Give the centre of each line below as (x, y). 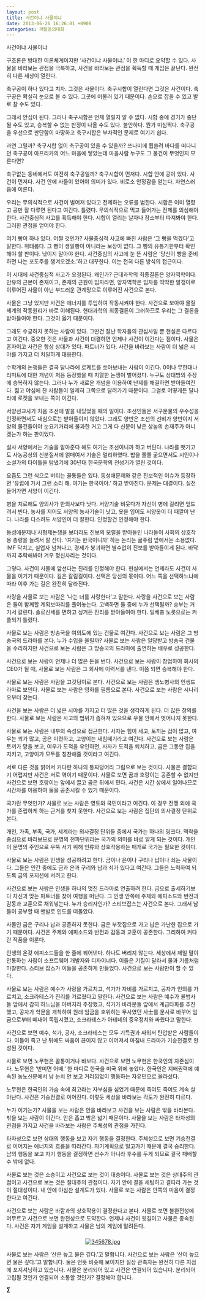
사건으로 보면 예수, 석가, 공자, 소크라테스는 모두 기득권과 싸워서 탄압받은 (92, 1033)
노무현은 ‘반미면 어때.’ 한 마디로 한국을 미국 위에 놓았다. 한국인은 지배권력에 (103, 1069)
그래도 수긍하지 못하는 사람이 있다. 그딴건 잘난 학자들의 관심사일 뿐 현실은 (94, 332)
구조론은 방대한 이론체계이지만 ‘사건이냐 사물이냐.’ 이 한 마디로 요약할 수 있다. (98, 60)
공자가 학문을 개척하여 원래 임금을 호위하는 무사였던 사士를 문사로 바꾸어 (105, 1012)
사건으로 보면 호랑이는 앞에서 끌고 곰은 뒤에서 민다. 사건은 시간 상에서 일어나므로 (102, 783)
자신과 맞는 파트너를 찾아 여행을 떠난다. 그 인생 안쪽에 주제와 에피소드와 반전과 (106, 896)
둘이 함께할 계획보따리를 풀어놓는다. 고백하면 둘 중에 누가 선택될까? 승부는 (100, 605)
